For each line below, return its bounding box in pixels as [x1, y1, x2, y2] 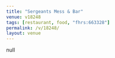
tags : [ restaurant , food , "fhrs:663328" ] [6, 19, 110, 25]
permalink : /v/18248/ [6, 25, 60, 31]
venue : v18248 [6, 14, 41, 20]
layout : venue [6, 30, 41, 36]
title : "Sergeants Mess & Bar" [6, 8, 84, 15]
